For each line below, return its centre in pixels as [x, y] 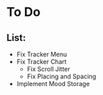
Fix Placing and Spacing [62, 76]
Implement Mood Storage [53, 84]
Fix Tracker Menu [42, 54]
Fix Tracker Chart [41, 62]
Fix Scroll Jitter [48, 69]
